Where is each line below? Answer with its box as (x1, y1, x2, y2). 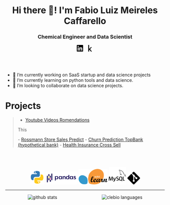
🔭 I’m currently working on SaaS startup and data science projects (12, 72, 151, 78)
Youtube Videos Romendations (25, 117, 90, 123)
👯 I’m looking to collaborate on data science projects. (12, 82, 123, 88)
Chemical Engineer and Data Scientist (37, 33, 133, 40)
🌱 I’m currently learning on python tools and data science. (12, 77, 134, 83)
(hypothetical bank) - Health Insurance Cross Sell (17, 141, 121, 148)
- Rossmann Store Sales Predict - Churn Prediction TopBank (17, 136, 143, 142)
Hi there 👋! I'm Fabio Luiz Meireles (12, 5, 158, 16)
